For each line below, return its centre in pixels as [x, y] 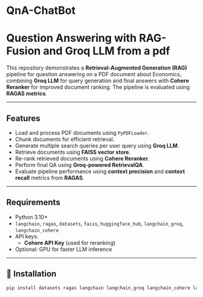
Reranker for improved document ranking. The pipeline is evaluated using [98, 87]
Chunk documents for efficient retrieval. [65, 139]
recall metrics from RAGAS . [50, 178]
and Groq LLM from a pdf [107, 51]
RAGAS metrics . [27, 94]
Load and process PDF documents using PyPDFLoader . [82, 132]
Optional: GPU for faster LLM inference [63, 249]
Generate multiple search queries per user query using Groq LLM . [97, 145]
